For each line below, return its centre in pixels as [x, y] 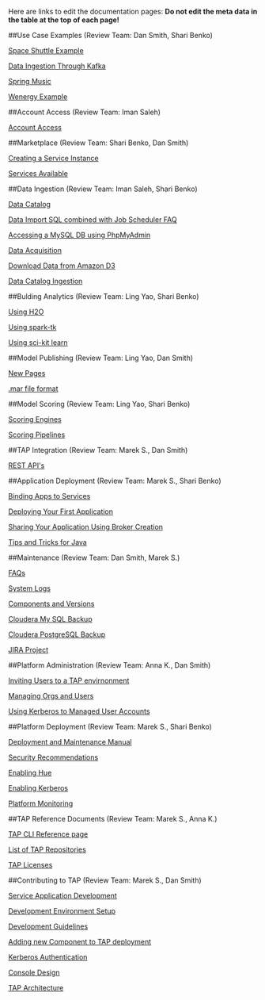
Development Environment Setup [62, 911]
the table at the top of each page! [64, 20]
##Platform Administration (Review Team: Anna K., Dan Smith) [110, 665]
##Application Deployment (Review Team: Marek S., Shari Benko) [115, 481]
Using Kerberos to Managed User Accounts [79, 711]
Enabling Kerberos [38, 788]
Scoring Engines [35, 419]
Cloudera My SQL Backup [50, 619]
